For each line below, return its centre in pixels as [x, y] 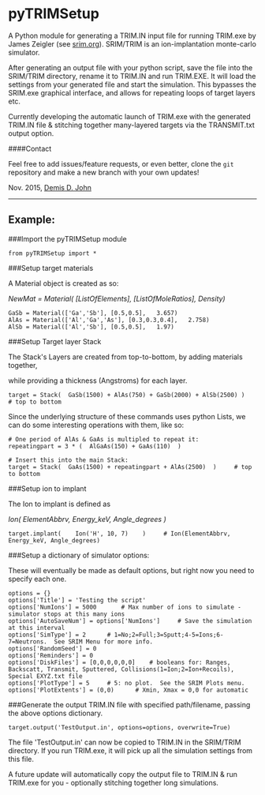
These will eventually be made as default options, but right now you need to [131, 570]
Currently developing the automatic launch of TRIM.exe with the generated [129, 116]
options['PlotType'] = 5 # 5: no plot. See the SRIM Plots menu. [127, 683]
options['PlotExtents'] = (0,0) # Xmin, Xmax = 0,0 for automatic [128, 690]
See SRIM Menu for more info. [104, 641]
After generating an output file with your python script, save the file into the [131, 67]
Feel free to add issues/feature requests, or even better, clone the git [121, 163]
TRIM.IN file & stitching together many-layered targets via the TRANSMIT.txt [131, 125]
